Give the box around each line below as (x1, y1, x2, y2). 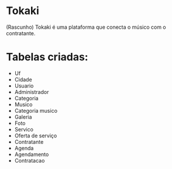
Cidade (14, 76, 32, 83)
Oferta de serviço (14, 132, 57, 139)
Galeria (14, 113, 32, 120)
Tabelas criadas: (6, 50, 89, 64)
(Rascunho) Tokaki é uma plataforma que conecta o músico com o (6, 23, 166, 31)
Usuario (14, 82, 34, 89)
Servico (14, 126, 34, 133)
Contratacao (14, 157, 45, 164)
